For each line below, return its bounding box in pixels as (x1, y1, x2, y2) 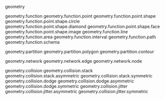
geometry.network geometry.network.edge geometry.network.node (5, 58, 142, 64)
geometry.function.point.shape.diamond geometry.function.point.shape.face (5, 24, 160, 29)
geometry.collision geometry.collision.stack (5, 68, 93, 74)
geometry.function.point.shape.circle (5, 19, 80, 24)
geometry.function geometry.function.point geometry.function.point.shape (5, 13, 156, 19)
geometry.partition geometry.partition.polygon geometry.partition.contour (5, 49, 155, 54)
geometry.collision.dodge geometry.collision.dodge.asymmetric (5, 78, 134, 84)
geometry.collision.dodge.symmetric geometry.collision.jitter (5, 83, 128, 89)
